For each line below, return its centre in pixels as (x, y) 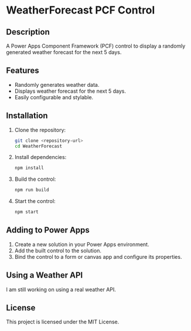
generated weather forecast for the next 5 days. (64, 52)
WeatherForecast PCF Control (81, 10)
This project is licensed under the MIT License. (63, 322)
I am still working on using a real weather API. (61, 289)
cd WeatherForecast (38, 146)
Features (23, 71)
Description (28, 32)
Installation (27, 116)
